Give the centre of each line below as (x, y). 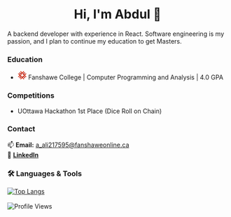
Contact (21, 129)
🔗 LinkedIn (23, 154)
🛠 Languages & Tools (45, 173)
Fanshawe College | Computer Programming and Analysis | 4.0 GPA (126, 77)
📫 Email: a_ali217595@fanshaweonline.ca (68, 145)
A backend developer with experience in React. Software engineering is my (116, 34)
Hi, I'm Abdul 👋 (118, 14)
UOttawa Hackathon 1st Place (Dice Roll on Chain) (90, 111)
